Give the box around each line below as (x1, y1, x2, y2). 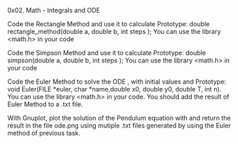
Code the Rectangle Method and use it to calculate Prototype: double (7, 20, 210, 28)
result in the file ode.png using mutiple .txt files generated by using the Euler (7, 121, 231, 130)
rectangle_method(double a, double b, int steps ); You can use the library (7, 28, 222, 35)
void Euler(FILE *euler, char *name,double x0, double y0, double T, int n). (7, 85, 222, 93)
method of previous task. (7, 129, 81, 137)
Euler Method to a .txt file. (7, 100, 83, 109)
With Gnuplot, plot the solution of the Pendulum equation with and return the (7, 113, 231, 122)
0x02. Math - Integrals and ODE (7, 6, 101, 14)
